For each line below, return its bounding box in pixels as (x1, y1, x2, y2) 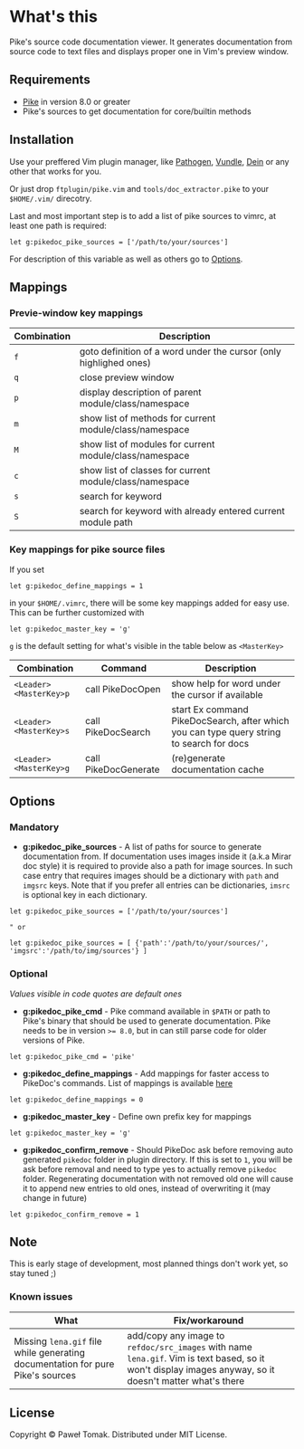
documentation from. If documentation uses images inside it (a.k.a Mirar (22, 851, 292, 862)
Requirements (9, 72, 90, 88)
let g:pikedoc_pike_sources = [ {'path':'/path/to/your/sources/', (9, 939, 270, 948)
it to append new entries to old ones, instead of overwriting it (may (22, 1183, 271, 1194)
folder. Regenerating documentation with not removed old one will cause (22, 1173, 294, 1184)
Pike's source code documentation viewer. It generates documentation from (9, 36, 293, 47)
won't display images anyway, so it (126, 1363, 275, 1376)
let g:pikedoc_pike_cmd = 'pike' (9, 1052, 136, 1061)
